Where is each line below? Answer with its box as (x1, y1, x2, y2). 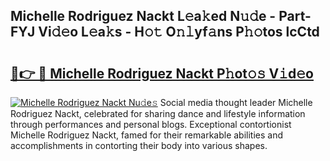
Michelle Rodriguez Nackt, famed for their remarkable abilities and (10, 129, 284, 141)
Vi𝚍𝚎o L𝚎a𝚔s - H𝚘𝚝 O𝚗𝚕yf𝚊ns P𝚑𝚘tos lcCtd (38, 24, 320, 41)
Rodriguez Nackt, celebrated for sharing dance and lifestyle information (10, 108, 306, 119)
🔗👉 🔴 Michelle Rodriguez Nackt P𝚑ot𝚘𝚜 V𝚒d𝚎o (10, 65, 314, 82)
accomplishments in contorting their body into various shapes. (10, 140, 268, 151)
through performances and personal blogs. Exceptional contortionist (10, 119, 292, 130)
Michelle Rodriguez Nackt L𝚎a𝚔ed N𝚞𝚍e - (10, 8, 277, 25)
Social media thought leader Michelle (159, 97, 313, 108)
